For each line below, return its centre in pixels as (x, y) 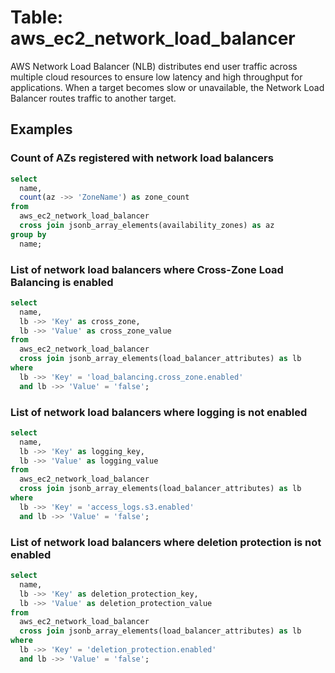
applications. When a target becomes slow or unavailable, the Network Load (167, 87)
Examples (41, 129)
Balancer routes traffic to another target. (93, 98)
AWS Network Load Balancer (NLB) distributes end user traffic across (154, 66)
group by (28, 234)
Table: (37, 17)
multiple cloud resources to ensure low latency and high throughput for (156, 77)
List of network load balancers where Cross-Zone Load (147, 269)
